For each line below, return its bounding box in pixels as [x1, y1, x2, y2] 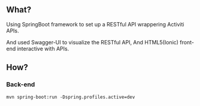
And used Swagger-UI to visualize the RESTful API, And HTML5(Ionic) [6, 38, 178, 46]
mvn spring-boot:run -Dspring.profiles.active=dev [6, 94, 135, 100]
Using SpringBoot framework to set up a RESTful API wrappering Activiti [6, 20, 184, 28]
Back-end [6, 80, 35, 89]
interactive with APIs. [17, 45, 69, 52]
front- [179, 38, 195, 46]
